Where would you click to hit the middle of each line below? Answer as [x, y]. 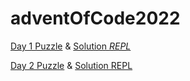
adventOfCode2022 [95, 18]
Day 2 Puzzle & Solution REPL [71, 65]
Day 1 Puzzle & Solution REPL [71, 46]
